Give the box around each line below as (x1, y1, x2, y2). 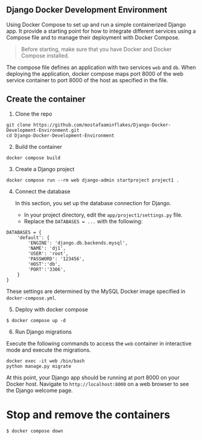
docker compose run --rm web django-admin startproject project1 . (6, 177, 180, 183)
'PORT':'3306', (28, 266, 66, 272)
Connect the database (14, 188, 71, 195)
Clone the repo (14, 110, 52, 117)
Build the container (14, 143, 62, 150)
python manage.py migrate (6, 363, 71, 369)
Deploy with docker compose (14, 306, 89, 313)
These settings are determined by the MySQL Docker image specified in (6, 287, 186, 295)
